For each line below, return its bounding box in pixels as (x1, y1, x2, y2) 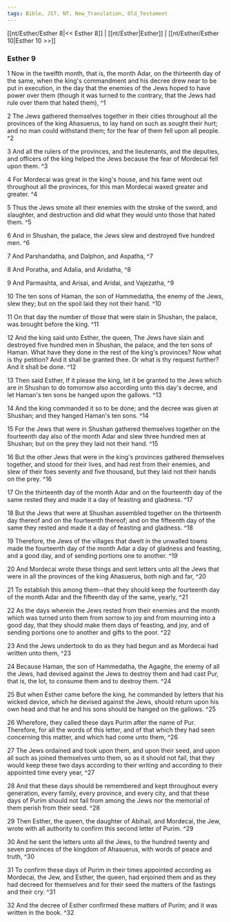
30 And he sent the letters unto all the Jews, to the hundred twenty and (7, 837, 210, 845)
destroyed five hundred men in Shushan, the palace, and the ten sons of (7, 341, 212, 349)
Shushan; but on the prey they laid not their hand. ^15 (7, 439, 159, 448)
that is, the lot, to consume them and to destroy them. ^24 (7, 677, 172, 685)
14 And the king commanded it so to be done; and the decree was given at (7, 404, 219, 412)
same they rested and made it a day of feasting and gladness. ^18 (7, 523, 193, 532)
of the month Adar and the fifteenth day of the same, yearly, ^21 (7, 592, 188, 601)
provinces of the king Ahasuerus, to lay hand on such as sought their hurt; (7, 119, 218, 128)
